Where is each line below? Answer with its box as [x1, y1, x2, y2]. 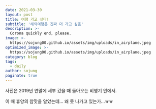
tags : [5, 59, 17, 64]
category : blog [5, 54, 38, 60]
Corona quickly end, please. [10, 31, 72, 36]
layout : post [5, 12, 33, 17]
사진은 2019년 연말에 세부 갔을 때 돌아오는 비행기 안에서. [5, 87, 117, 93]
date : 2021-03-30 [5, 7, 42, 13]
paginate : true [5, 73, 38, 78]
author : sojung [5, 69, 38, 74]
